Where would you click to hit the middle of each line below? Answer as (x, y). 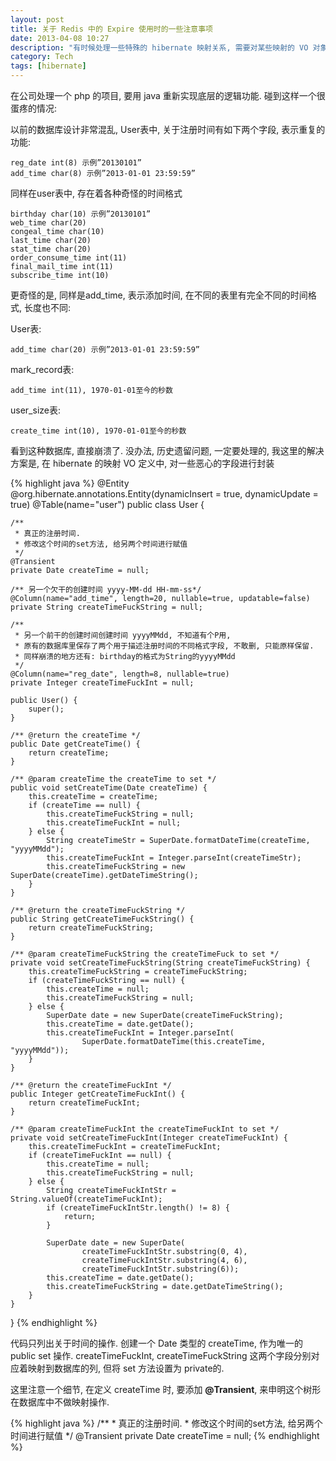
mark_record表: (42, 369)
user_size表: (35, 410)
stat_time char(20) (51, 249)
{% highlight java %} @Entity (70, 483)
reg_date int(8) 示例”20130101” (76, 163)
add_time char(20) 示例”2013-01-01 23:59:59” (105, 350)
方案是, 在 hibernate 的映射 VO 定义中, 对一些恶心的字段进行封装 (142, 463)
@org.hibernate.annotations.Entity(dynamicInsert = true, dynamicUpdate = (164, 494)
